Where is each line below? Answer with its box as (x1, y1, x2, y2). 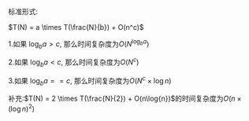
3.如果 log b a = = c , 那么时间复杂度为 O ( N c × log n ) (8, 74, 172, 87)
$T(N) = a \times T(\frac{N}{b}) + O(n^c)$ (8, 23, 144, 31)
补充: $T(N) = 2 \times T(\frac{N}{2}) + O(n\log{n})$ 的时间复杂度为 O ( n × (8, 93, 242, 104)
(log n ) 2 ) (8, 103, 35, 114)
